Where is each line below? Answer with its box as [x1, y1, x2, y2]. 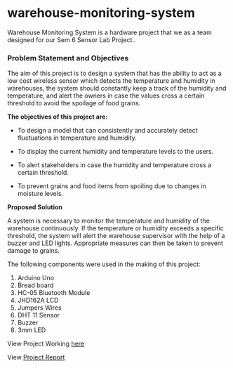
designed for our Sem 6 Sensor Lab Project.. [7, 35, 136, 44]
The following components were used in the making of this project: [7, 260, 201, 268]
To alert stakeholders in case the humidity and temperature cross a [17, 161, 212, 169]
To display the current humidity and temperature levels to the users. [17, 147, 214, 156]
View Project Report [7, 353, 65, 362]
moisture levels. [17, 190, 64, 198]
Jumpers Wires [17, 303, 62, 312]
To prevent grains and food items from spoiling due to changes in [17, 182, 207, 190]
